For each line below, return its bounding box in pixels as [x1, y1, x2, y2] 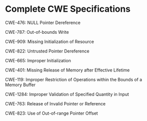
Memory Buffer [5, 82, 36, 88]
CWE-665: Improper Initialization [5, 57, 71, 63]
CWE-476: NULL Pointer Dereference [5, 20, 81, 25]
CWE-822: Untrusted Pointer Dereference [5, 48, 90, 54]
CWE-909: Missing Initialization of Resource [5, 38, 94, 45]
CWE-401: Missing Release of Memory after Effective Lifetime [5, 67, 130, 73]
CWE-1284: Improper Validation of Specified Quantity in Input [5, 91, 129, 97]
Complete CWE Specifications [5, 3, 131, 15]
